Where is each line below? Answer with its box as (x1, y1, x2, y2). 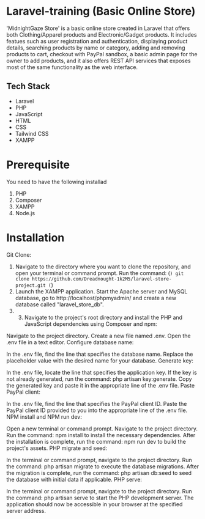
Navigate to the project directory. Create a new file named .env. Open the (6, 332, 191, 339)
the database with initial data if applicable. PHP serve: (6, 476, 143, 483)
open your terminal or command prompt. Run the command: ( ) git (15, 269, 184, 276)
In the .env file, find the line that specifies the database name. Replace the (6, 350, 193, 358)
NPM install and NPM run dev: (6, 413, 83, 420)
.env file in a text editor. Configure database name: (6, 338, 134, 346)
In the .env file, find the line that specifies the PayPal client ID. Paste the (6, 400, 187, 407)
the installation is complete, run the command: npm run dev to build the (6, 438, 187, 445)
